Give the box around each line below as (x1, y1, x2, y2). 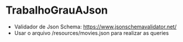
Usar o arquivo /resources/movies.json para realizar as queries (14, 29, 169, 36)
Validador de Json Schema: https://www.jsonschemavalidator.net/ (14, 23, 177, 30)
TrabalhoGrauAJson (5, 4, 108, 17)
